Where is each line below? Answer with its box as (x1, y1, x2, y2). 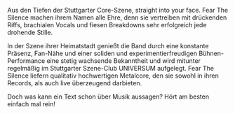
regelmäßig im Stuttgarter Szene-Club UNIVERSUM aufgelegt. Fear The (7, 64, 214, 72)
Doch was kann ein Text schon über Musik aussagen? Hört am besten (7, 92, 209, 101)
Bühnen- (199, 49, 224, 57)
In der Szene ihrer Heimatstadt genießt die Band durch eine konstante (7, 42, 209, 50)
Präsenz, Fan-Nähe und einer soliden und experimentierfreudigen (7, 49, 198, 57)
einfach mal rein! (7, 100, 56, 108)
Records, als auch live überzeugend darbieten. (7, 79, 142, 87)
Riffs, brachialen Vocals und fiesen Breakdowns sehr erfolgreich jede (7, 21, 207, 29)
